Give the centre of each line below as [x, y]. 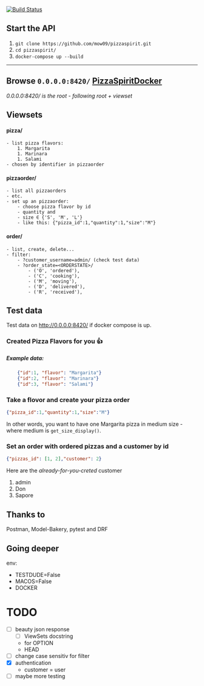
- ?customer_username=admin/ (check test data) [78, 260]
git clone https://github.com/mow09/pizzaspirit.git [83, 44]
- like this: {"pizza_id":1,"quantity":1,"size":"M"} [87, 223]
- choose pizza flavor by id [54, 207]
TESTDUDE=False [38, 575]
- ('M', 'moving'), [53, 281]
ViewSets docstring [49, 636]
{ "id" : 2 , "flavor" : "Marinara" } [58, 379]
